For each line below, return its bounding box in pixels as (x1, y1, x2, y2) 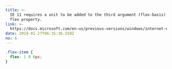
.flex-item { (5, 49, 33, 55)
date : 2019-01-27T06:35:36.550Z (5, 31, 74, 36)
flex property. (10, 17, 42, 22)
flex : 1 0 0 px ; (10, 54, 42, 59)
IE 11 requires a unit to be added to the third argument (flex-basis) (10, 12, 166, 17)
